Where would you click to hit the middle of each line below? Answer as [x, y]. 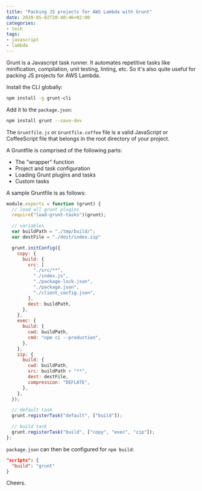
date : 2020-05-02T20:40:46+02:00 [48, 17]
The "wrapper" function [44, 162]
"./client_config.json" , [64, 293]
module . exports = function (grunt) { [54, 204]
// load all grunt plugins [46, 209]
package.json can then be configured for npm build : [70, 449]
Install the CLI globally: [35, 87]
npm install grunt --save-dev [44, 120]
